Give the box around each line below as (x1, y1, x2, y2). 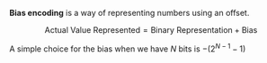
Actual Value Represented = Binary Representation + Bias (44, 25, 258, 35)
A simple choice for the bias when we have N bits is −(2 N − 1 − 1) (9, 42, 246, 54)
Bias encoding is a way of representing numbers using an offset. (9, 8, 250, 18)
